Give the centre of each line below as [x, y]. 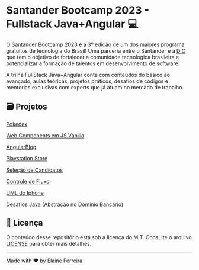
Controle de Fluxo [28, 181]
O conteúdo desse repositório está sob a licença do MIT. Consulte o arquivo [99, 237]
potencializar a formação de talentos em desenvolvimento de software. [93, 63]
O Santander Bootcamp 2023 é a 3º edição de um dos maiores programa [95, 44]
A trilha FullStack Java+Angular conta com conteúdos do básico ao [88, 75]
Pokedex [17, 124]
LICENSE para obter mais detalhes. [49, 243]
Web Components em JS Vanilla [45, 135]
